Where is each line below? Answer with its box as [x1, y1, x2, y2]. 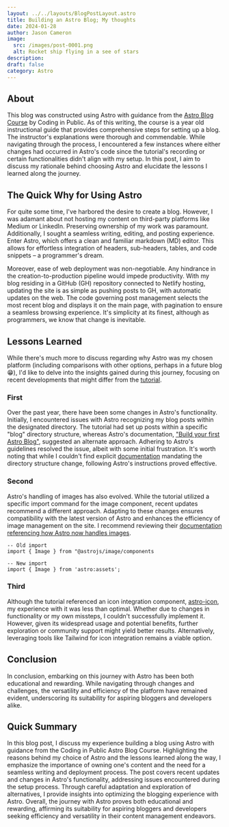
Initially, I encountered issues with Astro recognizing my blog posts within [7, 416, 214, 424]
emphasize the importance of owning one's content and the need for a [7, 761, 206, 769]
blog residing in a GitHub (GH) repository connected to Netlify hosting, [7, 279, 206, 288]
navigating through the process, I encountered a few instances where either [7, 140, 221, 148]
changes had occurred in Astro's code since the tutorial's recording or [7, 148, 205, 156]
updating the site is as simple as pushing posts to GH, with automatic [7, 286, 202, 295]
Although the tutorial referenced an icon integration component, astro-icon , [7, 597, 219, 605]
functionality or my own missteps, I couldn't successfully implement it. [7, 611, 205, 620]
